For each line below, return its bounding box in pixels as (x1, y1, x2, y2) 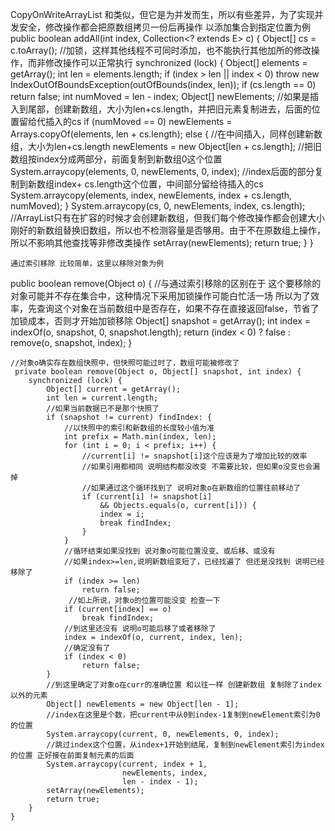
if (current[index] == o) (63, 604, 172, 614)
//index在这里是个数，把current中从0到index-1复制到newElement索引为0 (46, 710, 321, 720)
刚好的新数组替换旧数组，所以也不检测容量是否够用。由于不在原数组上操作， (10, 224, 326, 236)
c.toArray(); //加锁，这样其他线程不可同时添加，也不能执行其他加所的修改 (10, 44, 312, 56)
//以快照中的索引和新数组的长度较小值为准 (63, 423, 215, 433)
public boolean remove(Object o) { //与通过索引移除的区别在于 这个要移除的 (10, 278, 322, 289)
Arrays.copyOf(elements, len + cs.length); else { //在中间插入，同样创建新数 (10, 128, 323, 140)
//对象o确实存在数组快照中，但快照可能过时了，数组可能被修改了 (10, 358, 240, 368)
